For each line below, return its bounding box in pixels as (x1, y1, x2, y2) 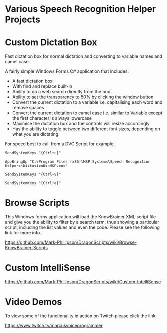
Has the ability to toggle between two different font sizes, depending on (12, 126, 160, 132)
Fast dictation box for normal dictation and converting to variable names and (5, 53, 162, 59)
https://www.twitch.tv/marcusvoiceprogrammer (5, 322, 103, 328)
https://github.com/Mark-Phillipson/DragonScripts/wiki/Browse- (5, 239, 137, 245)
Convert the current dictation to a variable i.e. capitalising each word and (12, 99, 163, 105)
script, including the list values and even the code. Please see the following (5, 224, 160, 230)
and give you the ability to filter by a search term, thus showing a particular (5, 219, 160, 225)
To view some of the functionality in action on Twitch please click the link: (5, 313, 157, 319)
